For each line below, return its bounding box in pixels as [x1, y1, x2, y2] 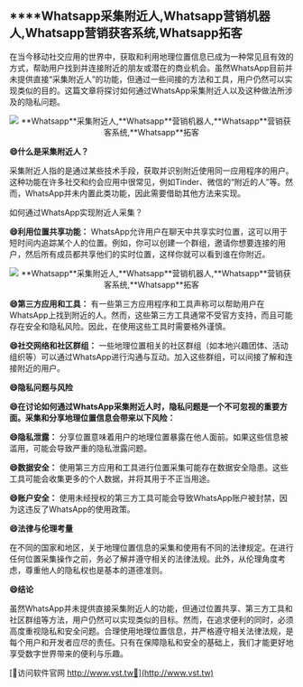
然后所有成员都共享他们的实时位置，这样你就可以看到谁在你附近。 [24, 248, 271, 259]
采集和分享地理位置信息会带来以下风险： [24, 412, 176, 422]
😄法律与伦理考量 [9, 523, 74, 534]
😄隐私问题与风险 [9, 382, 74, 393]
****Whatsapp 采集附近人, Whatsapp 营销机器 [9, 8, 271, 24]
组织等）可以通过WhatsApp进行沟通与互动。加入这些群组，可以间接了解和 [9, 351, 286, 362]
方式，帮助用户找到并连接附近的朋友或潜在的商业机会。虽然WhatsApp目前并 [9, 62, 293, 73]
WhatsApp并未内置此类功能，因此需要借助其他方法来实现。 [24, 188, 246, 199]
